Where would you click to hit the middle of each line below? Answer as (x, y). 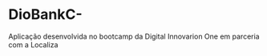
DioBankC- (45, 15)
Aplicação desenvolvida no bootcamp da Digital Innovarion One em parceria (134, 36)
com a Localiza (33, 44)
